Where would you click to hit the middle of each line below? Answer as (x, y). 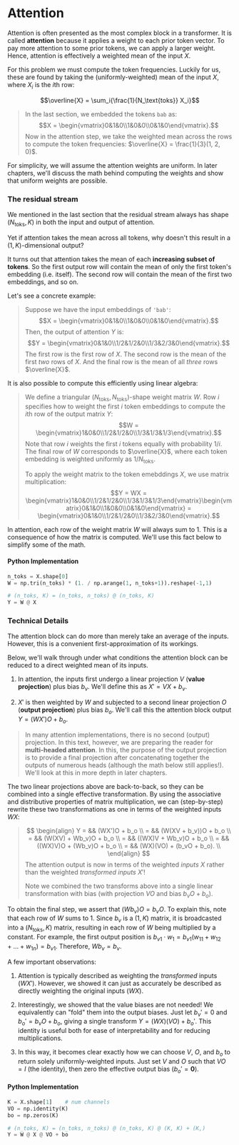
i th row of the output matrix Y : (69, 414)
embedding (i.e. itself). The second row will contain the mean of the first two (120, 274)
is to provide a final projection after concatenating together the (117, 757)
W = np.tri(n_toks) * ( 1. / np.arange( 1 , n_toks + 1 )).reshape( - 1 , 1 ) (110, 583)
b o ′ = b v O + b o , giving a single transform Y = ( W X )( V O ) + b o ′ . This (115, 1022)
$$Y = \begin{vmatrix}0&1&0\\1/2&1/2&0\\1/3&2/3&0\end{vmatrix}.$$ (129, 343)
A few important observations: (52, 962)
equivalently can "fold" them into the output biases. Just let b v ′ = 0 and (122, 1013)
